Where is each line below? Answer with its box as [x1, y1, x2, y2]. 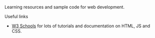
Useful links [4, 14, 28, 19]
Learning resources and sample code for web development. [4, 4, 125, 10]
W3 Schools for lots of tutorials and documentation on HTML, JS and [11, 23, 151, 29]
